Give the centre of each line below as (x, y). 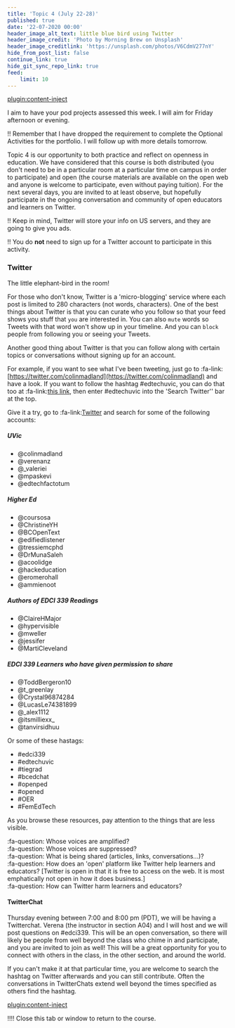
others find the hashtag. (42, 991)
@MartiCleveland (42, 648)
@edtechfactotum (43, 483)
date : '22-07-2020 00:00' (45, 27)
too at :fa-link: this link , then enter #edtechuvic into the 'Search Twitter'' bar (116, 391)
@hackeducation (42, 570)
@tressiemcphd (40, 547)
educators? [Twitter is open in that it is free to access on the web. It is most (116, 871)
